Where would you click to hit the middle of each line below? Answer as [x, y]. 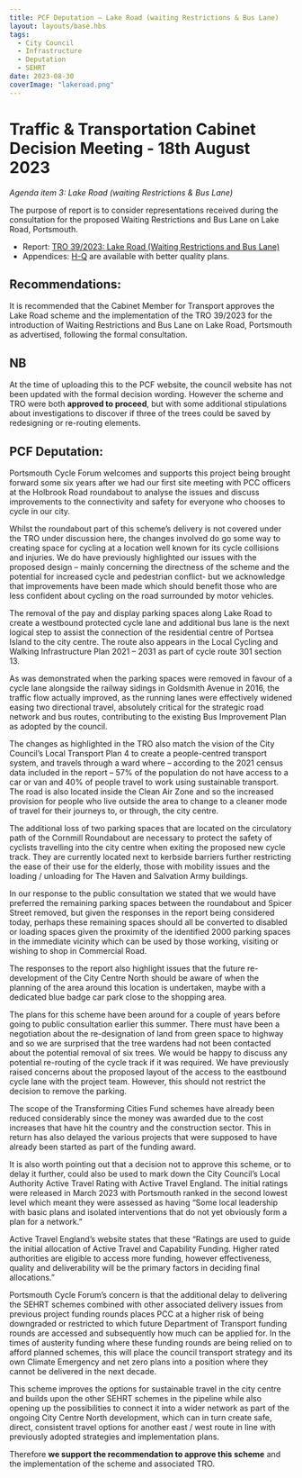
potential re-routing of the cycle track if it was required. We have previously [149, 1062]
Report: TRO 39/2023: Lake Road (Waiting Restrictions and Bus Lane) [151, 246]
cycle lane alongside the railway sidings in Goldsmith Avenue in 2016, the [145, 688]
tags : [19, 34]
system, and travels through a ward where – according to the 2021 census [146, 763]
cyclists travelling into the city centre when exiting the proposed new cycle [147, 847]
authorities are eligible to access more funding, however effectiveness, [141, 1258]
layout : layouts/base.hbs [58, 26]
